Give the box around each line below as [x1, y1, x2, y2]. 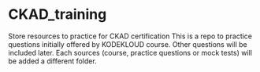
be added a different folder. [8, 56, 97, 66]
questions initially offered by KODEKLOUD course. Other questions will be [8, 39, 247, 49]
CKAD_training [8, 5, 107, 23]
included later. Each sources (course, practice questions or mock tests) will [8, 48, 252, 57]
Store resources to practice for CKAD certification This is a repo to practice [8, 31, 253, 41]
